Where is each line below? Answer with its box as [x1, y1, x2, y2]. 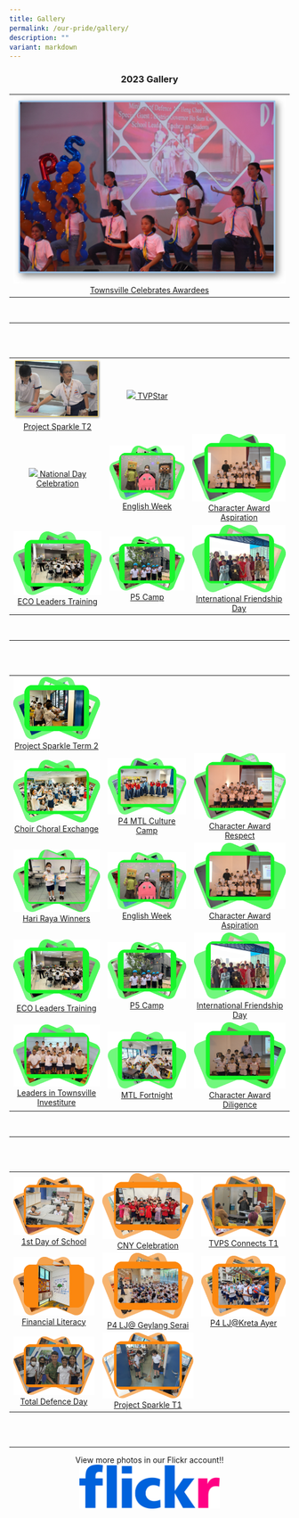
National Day [39, 469, 87, 480]
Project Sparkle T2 [23, 422, 92, 432]
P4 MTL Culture [117, 816, 176, 826]
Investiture [36, 1097, 77, 1108]
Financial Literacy [21, 1316, 86, 1327]
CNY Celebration [117, 1240, 180, 1251]
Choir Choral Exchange [14, 824, 100, 834]
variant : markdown [9, 43, 77, 52]
